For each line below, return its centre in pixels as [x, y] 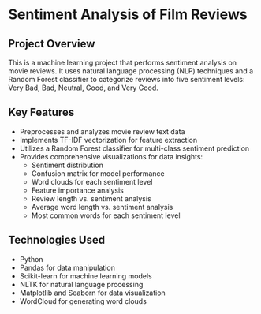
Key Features [41, 112]
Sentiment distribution [67, 165]
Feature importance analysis [77, 190]
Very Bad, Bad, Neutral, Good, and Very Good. [84, 88]
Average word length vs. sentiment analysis [102, 207]
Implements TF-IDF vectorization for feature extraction [108, 140]
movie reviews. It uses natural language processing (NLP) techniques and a [131, 71]
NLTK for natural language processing [81, 284]
